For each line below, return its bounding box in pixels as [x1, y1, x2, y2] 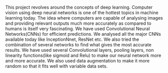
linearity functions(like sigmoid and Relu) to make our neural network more [5, 52, 161, 58]
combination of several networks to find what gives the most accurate [5, 42, 152, 47]
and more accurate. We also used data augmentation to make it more [5, 58, 150, 63]
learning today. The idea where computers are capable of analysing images [5, 15, 163, 21]
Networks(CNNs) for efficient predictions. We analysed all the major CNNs [5, 31, 161, 37]
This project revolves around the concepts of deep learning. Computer [5, 5, 153, 10]
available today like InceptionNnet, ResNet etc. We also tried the [5, 36, 140, 42]
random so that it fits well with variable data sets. [5, 63, 108, 69]
